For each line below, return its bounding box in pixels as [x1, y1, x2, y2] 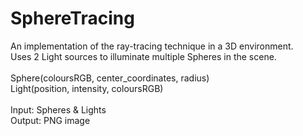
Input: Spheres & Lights [10, 103, 107, 116]
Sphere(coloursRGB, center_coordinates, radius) [10, 72, 210, 84]
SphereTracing [10, 7, 135, 30]
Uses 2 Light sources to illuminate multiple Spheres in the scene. [10, 50, 277, 62]
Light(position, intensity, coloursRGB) [10, 82, 164, 94]
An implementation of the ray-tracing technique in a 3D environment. [10, 40, 294, 52]
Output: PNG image [10, 114, 91, 126]
